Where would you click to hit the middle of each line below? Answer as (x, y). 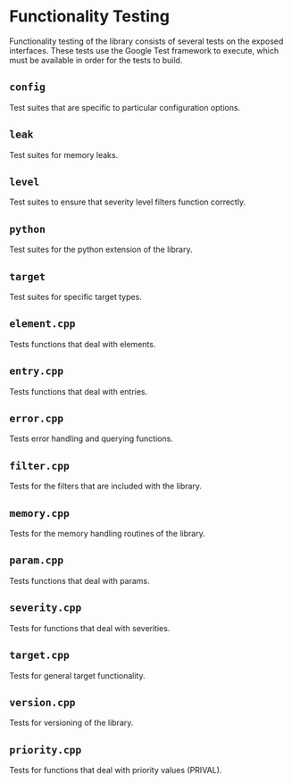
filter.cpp (39, 466)
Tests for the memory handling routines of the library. (107, 534)
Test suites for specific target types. (76, 297)
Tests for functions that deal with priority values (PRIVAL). (116, 771)
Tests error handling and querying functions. (92, 438)
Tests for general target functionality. (77, 675)
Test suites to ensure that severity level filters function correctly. (128, 202)
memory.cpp (39, 513)
